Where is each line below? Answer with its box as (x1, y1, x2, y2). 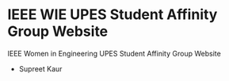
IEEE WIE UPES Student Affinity (7, 6, 218, 24)
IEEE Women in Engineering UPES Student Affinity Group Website (7, 48, 221, 58)
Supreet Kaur (18, 64, 63, 73)
